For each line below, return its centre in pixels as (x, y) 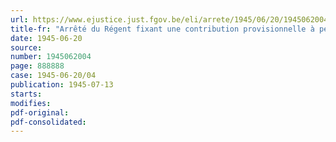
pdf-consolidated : (48, 122)
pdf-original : (40, 112)
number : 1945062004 (51, 57)
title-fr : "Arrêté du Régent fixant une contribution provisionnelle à (162, 29)
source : (26, 47)
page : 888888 (37, 66)
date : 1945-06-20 (46, 38)
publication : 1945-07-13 (62, 85)
